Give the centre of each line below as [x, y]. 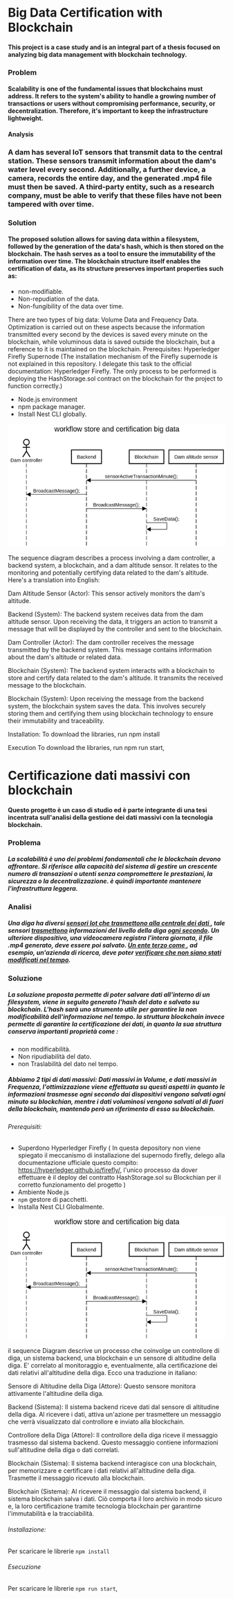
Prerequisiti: [25, 1126]
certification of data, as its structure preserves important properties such [116, 269]
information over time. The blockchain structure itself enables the [104, 261]
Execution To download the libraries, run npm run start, [86, 748]
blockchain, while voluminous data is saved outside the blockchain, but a [111, 342]
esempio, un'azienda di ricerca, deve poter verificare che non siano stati [115, 953]
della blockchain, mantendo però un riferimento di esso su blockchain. [112, 1109]
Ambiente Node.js [44, 1192]
